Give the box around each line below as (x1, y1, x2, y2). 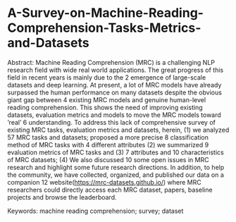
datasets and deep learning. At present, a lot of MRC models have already (7, 80, 222, 89)
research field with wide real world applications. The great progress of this (7, 66, 224, 74)
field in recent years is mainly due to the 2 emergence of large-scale (7, 73, 206, 82)
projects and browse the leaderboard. (7, 192, 118, 202)
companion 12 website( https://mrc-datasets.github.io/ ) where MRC (7, 178, 202, 186)
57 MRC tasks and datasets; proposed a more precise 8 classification (7, 132, 209, 142)
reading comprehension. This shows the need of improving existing (7, 103, 203, 111)
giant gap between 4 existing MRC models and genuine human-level (7, 95, 206, 104)
